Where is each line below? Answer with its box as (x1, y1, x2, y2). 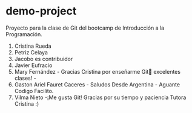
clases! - (14, 74, 37, 82)
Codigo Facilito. (14, 87, 54, 94)
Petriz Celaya (14, 48, 48, 56)
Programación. (5, 30, 43, 37)
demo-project (5, 4, 77, 18)
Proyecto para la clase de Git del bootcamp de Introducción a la (5, 24, 165, 31)
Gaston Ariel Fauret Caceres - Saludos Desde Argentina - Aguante (14, 80, 180, 88)
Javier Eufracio (14, 62, 53, 69)
